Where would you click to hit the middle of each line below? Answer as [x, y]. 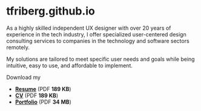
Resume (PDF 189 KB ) [43, 89]
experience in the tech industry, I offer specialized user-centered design [96, 34]
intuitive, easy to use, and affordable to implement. [70, 66]
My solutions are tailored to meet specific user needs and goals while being [100, 59]
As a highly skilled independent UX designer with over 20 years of [89, 28]
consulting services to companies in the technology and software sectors [98, 41]
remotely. [18, 47]
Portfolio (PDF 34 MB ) [43, 102]
